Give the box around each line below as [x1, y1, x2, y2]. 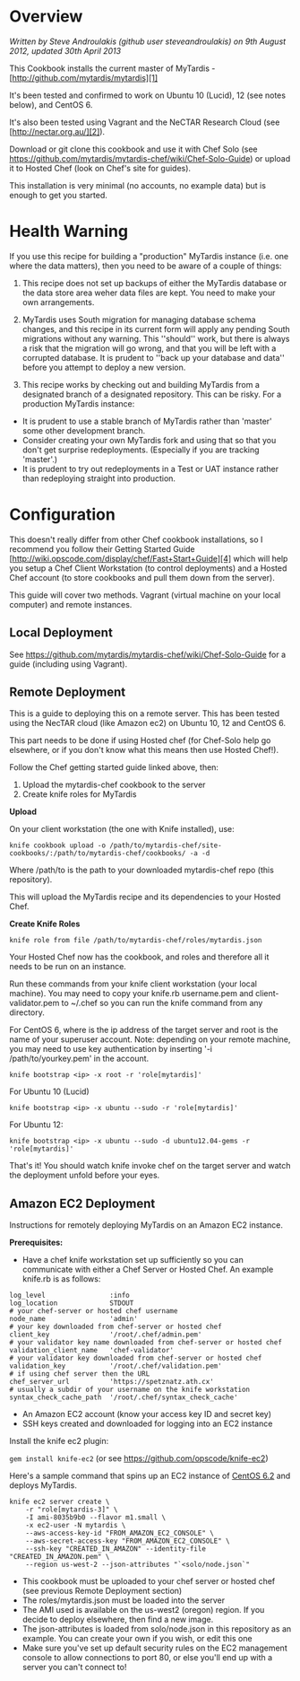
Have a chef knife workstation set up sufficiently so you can [21, 1255, 244, 1265]
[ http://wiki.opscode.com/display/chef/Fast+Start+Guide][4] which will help [9, 553, 288, 564]
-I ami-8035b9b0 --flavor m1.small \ [25, 1513, 167, 1522]
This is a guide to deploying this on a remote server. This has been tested [9, 708, 280, 719]
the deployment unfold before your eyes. [9, 1169, 160, 1181]
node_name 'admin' [9, 1315, 139, 1324]
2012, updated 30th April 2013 [9, 45, 122, 56]
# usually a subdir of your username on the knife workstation [9, 1385, 251, 1395]
